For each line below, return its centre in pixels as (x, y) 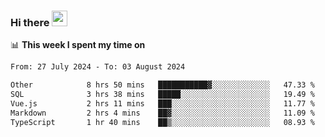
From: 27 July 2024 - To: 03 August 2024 (98, 67)
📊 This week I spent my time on (78, 45)
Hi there (30, 22)
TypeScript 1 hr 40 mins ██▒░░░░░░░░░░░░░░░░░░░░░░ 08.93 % (162, 122)
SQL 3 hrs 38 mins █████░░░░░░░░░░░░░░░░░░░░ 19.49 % (162, 95)
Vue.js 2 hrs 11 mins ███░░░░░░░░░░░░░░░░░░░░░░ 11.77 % (162, 103)
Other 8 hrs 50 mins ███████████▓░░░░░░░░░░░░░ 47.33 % (162, 85)
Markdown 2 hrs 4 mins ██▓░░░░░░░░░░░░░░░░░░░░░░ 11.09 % (162, 113)
